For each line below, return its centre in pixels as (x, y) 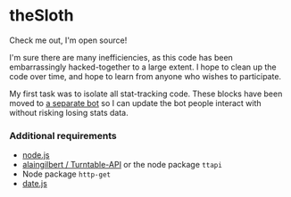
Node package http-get (67, 174)
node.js (36, 155)
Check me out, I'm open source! (68, 40)
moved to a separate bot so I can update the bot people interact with (135, 103)
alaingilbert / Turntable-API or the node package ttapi (122, 165)
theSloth (42, 16)
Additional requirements (63, 135)
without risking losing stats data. (69, 112)
